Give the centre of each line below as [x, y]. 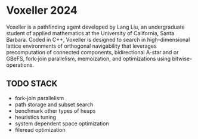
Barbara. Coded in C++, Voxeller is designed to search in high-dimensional [98, 39]
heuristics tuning [35, 117]
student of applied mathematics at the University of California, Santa [90, 33]
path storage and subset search [54, 104]
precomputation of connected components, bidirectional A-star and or [92, 52]
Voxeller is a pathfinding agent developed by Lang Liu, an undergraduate [95, 27]
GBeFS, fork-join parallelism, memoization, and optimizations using [89, 58]
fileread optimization [40, 129]
